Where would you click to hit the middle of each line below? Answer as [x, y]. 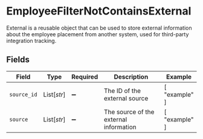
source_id [23, 94]
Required [85, 77]
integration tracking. [31, 40]
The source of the [129, 112]
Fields [18, 60]
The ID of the [122, 91]
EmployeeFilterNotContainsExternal [99, 11]
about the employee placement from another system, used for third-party [98, 34]
